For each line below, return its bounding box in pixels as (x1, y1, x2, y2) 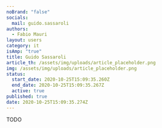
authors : (6, 25, 29, 32)
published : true (6, 93, 47, 99)
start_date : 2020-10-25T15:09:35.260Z (12, 76, 110, 83)
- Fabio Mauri (12, 32, 47, 38)
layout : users (6, 37, 42, 43)
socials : (6, 15, 29, 21)
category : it (6, 43, 39, 49)
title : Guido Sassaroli (6, 54, 67, 60)
